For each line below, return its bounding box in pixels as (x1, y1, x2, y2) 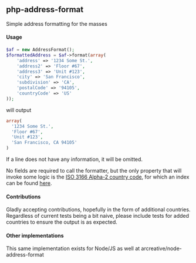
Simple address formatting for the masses (6, 20, 107, 27)
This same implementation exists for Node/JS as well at (6, 245, 140, 252)
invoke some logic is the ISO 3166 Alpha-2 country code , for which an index (6, 173, 190, 181)
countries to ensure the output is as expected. (6, 218, 117, 225)
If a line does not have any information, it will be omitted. (6, 156, 143, 163)
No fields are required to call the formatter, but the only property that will (6, 167, 182, 174)
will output (6, 106, 32, 113)
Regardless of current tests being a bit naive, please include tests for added (6, 213, 190, 220)
